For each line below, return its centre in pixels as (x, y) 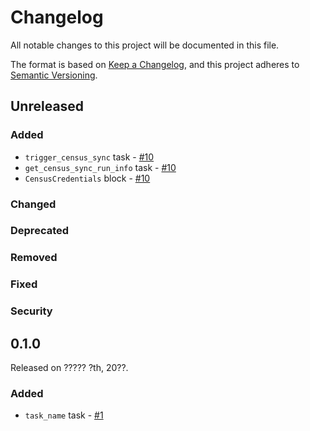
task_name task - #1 (64, 415)
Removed (34, 258)
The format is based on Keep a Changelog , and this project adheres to (155, 64)
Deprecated (40, 231)
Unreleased (47, 106)
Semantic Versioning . (54, 75)
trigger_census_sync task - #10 (89, 157)
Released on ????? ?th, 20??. (69, 368)
